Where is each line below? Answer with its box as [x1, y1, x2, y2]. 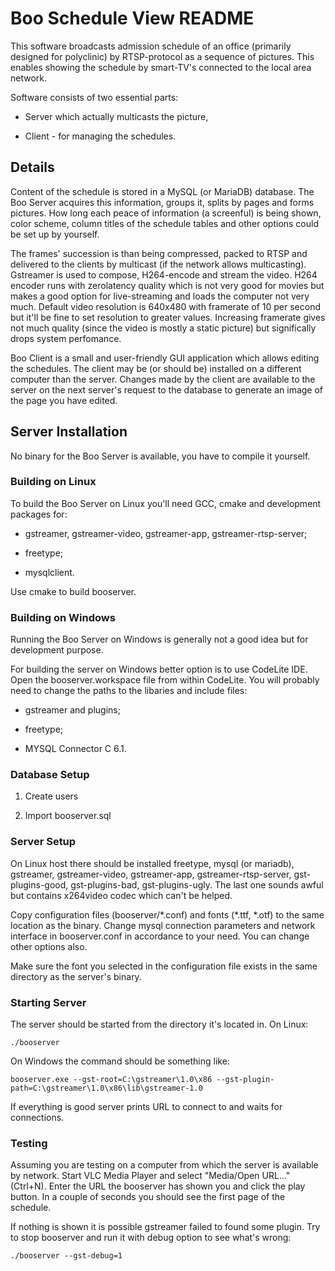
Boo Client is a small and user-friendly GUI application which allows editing [10, 352, 320, 364]
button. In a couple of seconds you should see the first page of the [10, 1191, 286, 1203]
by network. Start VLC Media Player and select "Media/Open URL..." [10, 1170, 291, 1182]
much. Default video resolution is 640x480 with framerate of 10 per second [10, 300, 321, 312]
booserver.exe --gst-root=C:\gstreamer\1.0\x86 [10, 1075, 213, 1085]
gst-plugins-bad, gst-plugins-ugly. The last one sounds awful [70, 878, 324, 891]
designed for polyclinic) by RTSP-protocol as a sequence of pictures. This [10, 50, 315, 62]
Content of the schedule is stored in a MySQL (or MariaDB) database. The [10, 185, 315, 197]
